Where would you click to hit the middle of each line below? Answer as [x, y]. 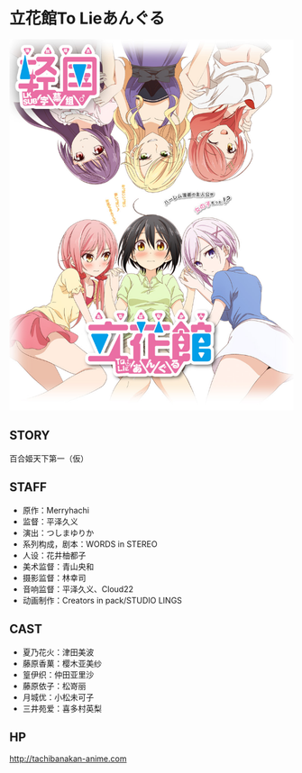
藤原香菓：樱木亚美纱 [62, 663]
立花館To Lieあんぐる [87, 18]
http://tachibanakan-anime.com [68, 759]
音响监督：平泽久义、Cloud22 [78, 589]
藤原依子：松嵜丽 [54, 686]
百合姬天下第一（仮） [49, 458]
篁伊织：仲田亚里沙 [58, 674]
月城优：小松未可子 [58, 697]
